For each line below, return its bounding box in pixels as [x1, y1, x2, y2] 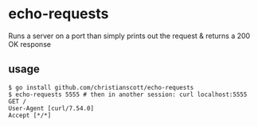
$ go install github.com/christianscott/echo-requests [8, 83, 194, 91]
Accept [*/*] [8, 111, 52, 119]
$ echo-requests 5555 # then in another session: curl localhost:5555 [8, 90, 248, 98]
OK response [8, 39, 52, 48]
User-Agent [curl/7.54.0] [8, 104, 94, 112]
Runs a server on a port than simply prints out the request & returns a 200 [8, 31, 251, 40]
